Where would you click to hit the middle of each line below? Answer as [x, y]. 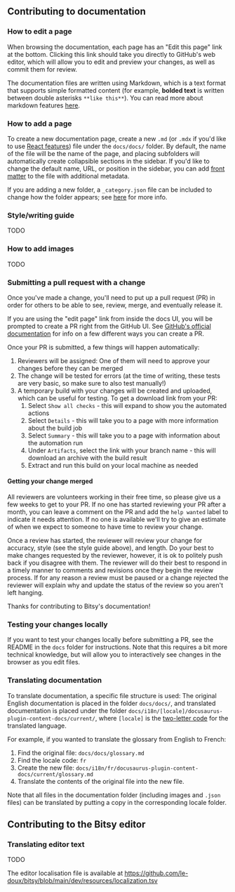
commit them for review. [42, 69]
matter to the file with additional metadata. [68, 176]
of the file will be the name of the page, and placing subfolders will [103, 153]
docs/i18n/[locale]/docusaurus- [176, 711]
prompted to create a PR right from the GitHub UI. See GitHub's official [109, 326]
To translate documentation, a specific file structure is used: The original [112, 695]
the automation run [55, 442]
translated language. [37, 726]
